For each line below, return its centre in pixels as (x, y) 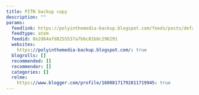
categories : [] (30, 72)
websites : (23, 45)
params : (16, 22)
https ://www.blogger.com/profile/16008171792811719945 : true (94, 83)
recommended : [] (31, 61)
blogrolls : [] (29, 55)
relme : (20, 77)
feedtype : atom (30, 34)
